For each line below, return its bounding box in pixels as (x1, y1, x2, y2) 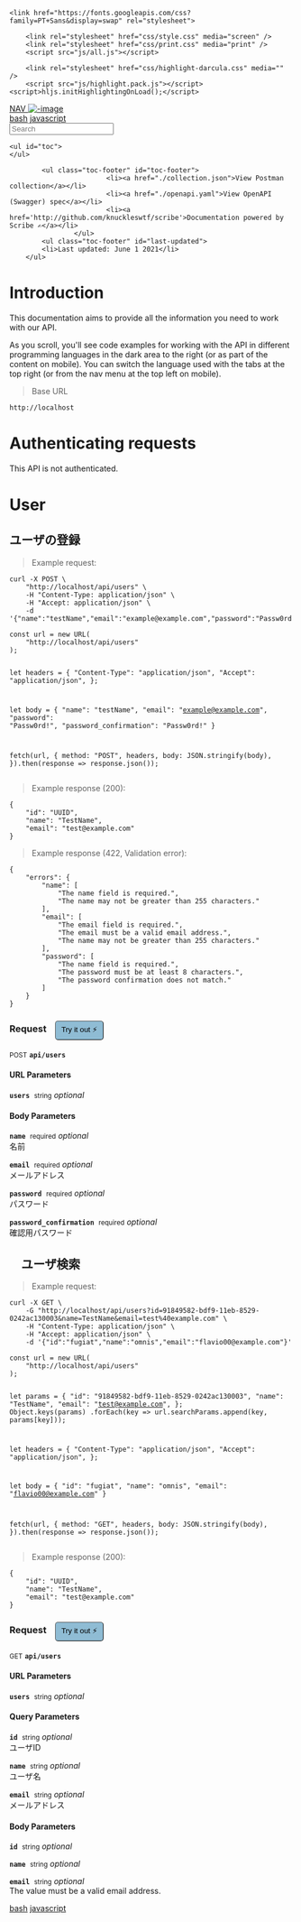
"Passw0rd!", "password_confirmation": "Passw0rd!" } (9, 721, 216, 730)
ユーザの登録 (9, 532, 81, 548)
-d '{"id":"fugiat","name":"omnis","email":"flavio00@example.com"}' (25, 1337, 293, 1346)
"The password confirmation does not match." (57, 975, 232, 985)
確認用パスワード (9, 1227, 73, 1238)
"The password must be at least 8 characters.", (57, 968, 244, 977)
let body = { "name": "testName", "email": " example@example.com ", (9, 705, 269, 715)
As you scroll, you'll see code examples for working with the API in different (9, 339, 290, 350)
